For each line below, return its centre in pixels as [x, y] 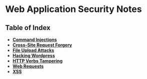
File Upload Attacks [33, 50]
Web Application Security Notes [73, 9]
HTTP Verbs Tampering [37, 61]
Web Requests [28, 66]
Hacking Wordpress [34, 55]
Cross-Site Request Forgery [42, 45]
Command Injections [35, 39]
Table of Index [28, 28]
